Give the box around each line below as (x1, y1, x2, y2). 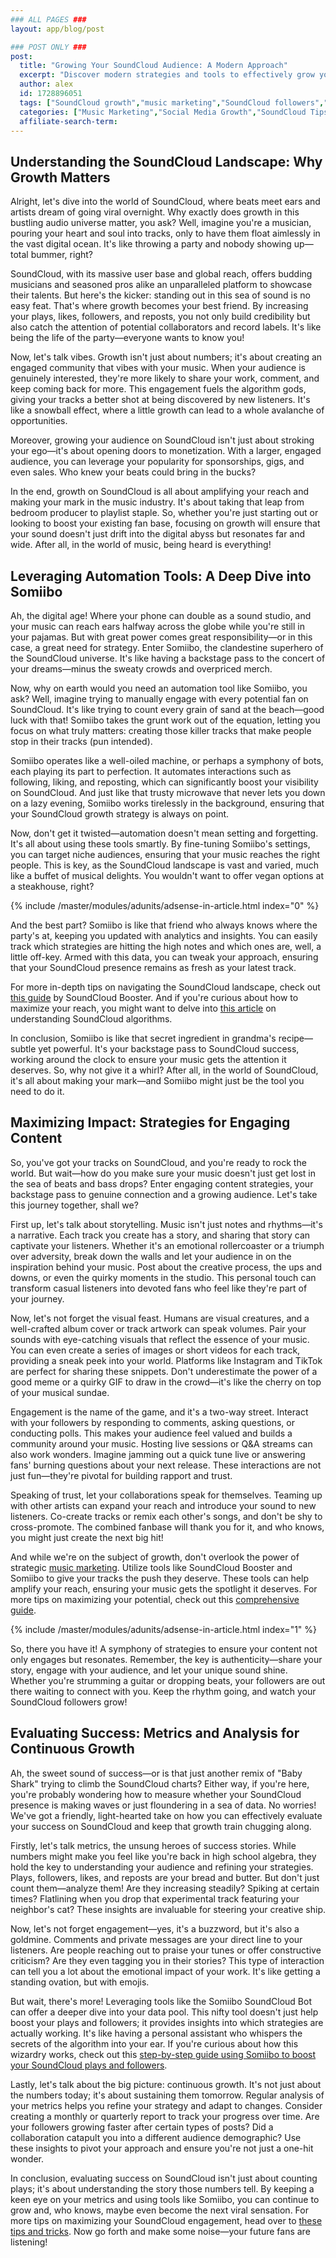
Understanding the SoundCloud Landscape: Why (10, 153, 323, 170)
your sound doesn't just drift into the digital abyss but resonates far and (10, 528, 306, 540)
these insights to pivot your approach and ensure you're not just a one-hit (10, 2142, 314, 2154)
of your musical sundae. (10, 1386, 110, 1398)
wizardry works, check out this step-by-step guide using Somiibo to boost (10, 2048, 317, 2060)
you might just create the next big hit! (10, 1531, 164, 1543)
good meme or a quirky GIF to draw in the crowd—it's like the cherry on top (10, 1376, 322, 1388)
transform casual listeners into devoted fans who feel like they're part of (10, 1282, 308, 1294)
